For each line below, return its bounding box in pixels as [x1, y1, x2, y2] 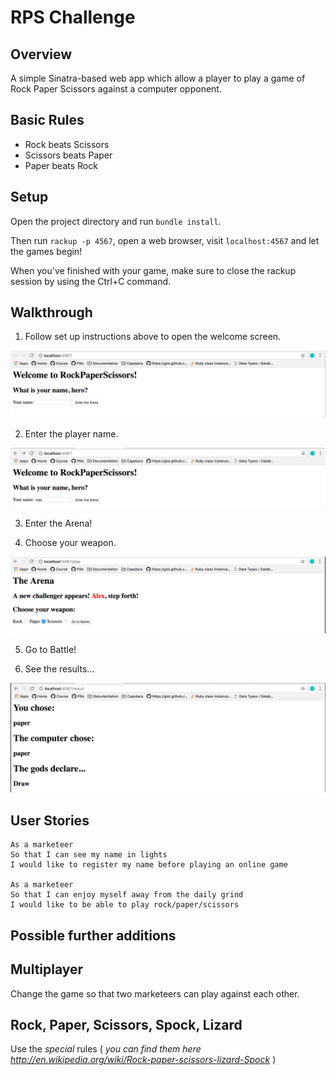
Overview [10, 46, 73, 63]
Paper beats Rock [24, 159, 98, 171]
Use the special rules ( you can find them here [10, 1043, 202, 1055]
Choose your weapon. [24, 537, 117, 549]
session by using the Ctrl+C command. [10, 275, 172, 287]
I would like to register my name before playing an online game [10, 860, 288, 870]
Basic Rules [10, 112, 85, 129]
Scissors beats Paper [24, 149, 113, 161]
